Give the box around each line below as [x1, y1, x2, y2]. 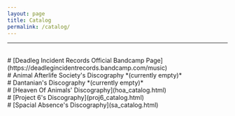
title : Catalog [7, 17, 52, 24]
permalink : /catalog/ [7, 23, 71, 30]
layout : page [7, 10, 45, 17]
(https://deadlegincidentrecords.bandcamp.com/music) [7, 64, 168, 72]
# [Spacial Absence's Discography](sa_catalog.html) [7, 101, 159, 109]
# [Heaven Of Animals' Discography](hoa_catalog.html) [7, 86, 166, 94]
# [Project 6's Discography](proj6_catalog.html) [7, 94, 145, 102]
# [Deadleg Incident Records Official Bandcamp [7, 57, 145, 65]
